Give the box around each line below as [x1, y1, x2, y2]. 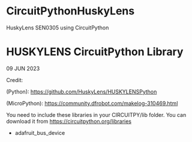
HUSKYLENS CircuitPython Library [6, 45, 184, 59]
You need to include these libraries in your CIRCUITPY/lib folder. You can [6, 111, 187, 118]
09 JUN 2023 [6, 65, 40, 72]
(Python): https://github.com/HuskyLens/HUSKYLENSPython [6, 88, 157, 95]
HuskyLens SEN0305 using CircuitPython [6, 24, 109, 31]
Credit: [6, 76, 23, 83]
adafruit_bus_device [14, 129, 65, 136]
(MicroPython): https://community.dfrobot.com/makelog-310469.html [6, 99, 178, 107]
